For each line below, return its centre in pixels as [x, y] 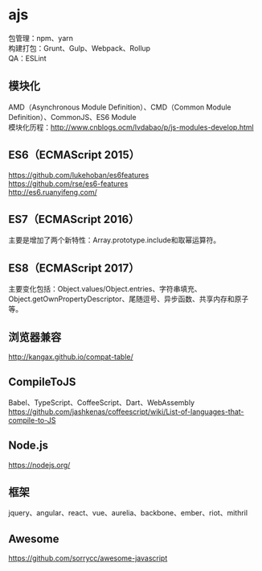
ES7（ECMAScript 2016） [74, 219]
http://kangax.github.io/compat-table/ [71, 357]
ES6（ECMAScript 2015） [74, 155]
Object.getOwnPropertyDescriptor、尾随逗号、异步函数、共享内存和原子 [129, 299]
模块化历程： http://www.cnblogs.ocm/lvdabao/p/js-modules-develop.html [131, 127]
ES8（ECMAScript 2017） [74, 268]
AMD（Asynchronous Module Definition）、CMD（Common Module [120, 107]
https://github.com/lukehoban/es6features [79, 175]
